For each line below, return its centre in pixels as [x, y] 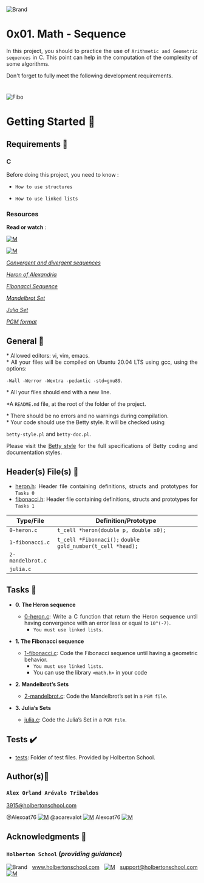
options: [17, 369]
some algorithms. [28, 63]
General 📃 [25, 341]
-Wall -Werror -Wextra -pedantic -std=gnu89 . [64, 380]
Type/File [30, 520]
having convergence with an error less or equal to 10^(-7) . [97, 623]
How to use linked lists [46, 199]
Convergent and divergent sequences [54, 263]
